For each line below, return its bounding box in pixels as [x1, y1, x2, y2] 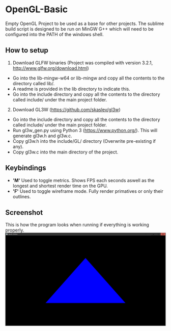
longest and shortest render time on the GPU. [12, 183, 108, 189]
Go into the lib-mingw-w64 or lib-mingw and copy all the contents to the [12, 75, 165, 81]
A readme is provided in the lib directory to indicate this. [12, 86, 131, 92]
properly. [5, 227, 24, 233]
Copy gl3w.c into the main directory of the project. [12, 149, 119, 155]
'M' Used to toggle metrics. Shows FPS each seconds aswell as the [12, 177, 155, 183]
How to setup [5, 46, 48, 55]
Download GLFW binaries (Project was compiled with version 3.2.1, [12, 60, 153, 66]
